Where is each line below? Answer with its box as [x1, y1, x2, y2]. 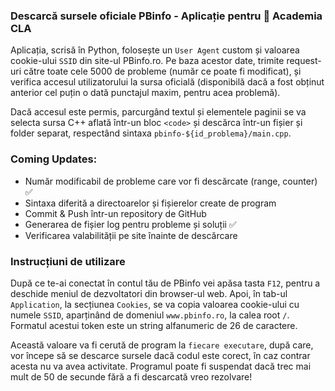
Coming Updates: [10, 152, 98, 166]
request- [286, 55, 322, 67]
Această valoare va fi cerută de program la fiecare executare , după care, [10, 339, 314, 351]
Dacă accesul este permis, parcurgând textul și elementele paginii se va [10, 106, 307, 118]
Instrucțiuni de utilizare [10, 254, 126, 268]
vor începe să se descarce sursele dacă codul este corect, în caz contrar [10, 349, 311, 361]
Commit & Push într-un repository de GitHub [24, 207, 207, 219]
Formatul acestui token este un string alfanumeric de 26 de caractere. [10, 319, 298, 331]
